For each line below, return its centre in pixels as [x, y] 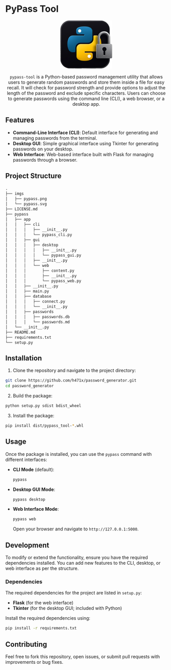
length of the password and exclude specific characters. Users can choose [86, 93]
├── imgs [15, 194]
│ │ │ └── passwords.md [38, 322]
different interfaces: [26, 460]
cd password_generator [30, 386]
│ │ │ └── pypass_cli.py [39, 235]
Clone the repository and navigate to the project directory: [74, 371]
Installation [24, 358]
